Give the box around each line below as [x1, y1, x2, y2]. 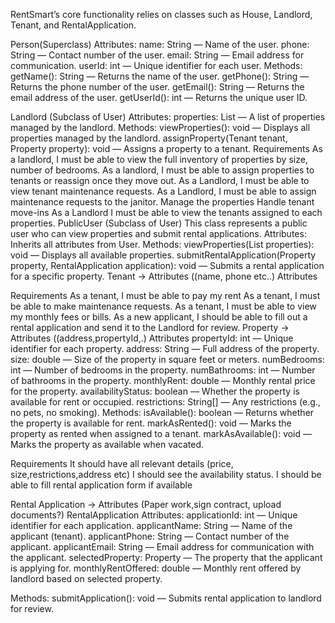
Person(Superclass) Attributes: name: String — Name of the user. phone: [10, 39, 310, 50]
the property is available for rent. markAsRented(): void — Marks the [10, 417, 292, 429]
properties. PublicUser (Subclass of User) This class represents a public [10, 217, 308, 229]
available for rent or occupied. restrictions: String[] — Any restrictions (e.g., [10, 396, 321, 408]
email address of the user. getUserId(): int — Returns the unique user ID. [10, 92, 308, 103]
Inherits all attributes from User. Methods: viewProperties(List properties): [10, 239, 315, 250]
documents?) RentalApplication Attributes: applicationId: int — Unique [10, 509, 298, 521]
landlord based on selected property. [10, 573, 163, 584]
